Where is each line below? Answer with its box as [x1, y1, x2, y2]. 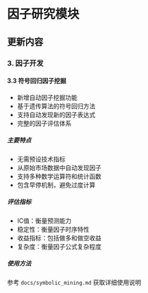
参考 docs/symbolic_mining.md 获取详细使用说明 [7, 278, 142, 286]
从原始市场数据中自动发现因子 [16, 163, 101, 172]
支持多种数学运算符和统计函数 [16, 172, 101, 180]
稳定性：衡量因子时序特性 [16, 225, 90, 233]
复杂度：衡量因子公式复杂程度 [16, 242, 101, 250]
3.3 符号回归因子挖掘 [7, 77, 66, 85]
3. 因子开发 [7, 58, 44, 68]
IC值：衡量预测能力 [16, 216, 72, 225]
